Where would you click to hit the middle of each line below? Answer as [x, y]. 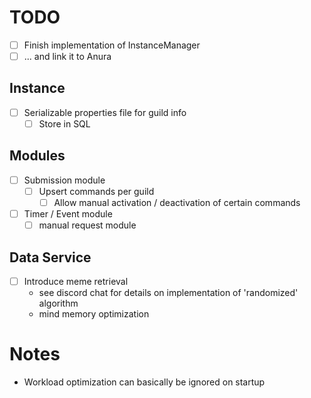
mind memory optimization [94, 314]
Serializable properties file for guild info [105, 112]
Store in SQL [64, 123]
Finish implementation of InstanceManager [112, 45]
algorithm [58, 303]
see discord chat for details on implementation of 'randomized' [168, 292]
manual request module [87, 225]
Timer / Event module [68, 214]
